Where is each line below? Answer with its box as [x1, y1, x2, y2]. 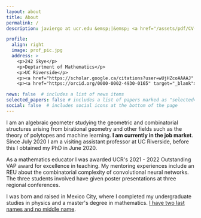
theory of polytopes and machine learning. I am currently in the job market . [6, 131, 193, 139]
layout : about [6, 8, 42, 15]
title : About [6, 14, 39, 20]
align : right [11, 42, 44, 48]
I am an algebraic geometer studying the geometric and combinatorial [6, 119, 178, 126]
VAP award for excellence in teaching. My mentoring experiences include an [6, 162, 194, 169]
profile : [6, 36, 28, 42]
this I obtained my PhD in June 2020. [6, 144, 98, 151]
